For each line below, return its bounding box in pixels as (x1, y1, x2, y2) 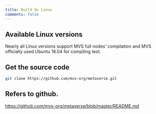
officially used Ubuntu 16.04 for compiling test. (5, 49, 101, 55)
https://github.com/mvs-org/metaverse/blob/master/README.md (5, 103, 140, 109)
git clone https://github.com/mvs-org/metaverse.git (5, 76, 117, 81)
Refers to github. (5, 90, 59, 98)
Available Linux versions (5, 30, 83, 39)
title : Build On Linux (5, 7, 52, 12)
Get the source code (5, 63, 70, 71)
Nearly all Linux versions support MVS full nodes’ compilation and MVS (5, 43, 152, 50)
